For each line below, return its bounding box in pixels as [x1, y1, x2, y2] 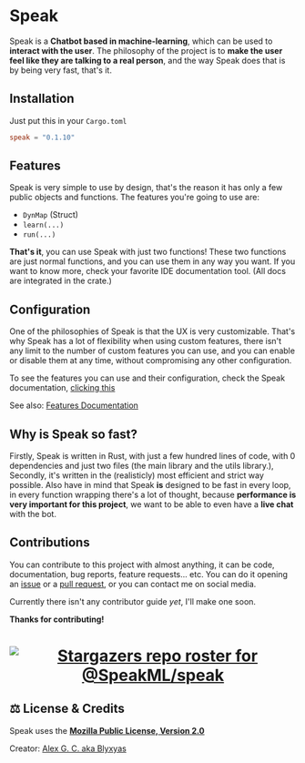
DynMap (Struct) [22, 209, 79, 220]
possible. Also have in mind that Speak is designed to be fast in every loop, [9, 480, 291, 491]
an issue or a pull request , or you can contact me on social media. [9, 578, 257, 589]
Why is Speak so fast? [9, 426, 138, 442]
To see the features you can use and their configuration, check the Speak [9, 372, 285, 383]
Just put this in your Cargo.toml [9, 115, 127, 126]
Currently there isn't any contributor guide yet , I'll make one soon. [9, 595, 257, 606]
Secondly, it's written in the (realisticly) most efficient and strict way [9, 470, 264, 481]
